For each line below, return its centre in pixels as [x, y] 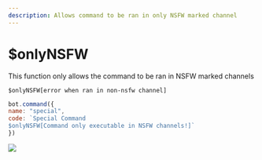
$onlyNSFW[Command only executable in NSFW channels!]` [101, 126]
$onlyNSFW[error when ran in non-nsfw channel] [88, 90]
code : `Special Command [47, 118]
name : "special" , [37, 111]
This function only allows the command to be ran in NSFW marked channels [131, 76]
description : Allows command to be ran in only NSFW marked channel [123, 15]
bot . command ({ [31, 104]
